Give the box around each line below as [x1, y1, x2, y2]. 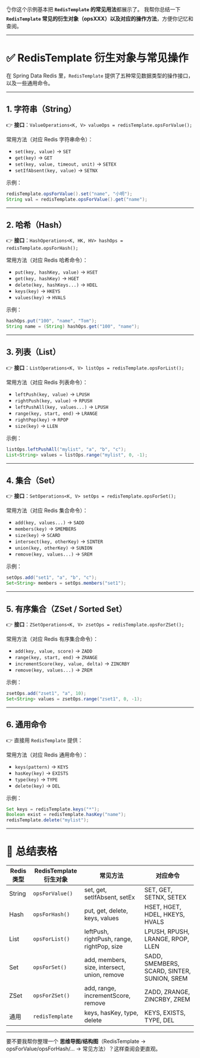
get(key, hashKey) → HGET [14, 275, 79, 282]
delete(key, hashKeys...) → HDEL [14, 281, 98, 288]
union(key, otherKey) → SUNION [14, 544, 93, 551]
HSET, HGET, [144, 903, 182, 911]
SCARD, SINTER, [144, 967, 191, 975]
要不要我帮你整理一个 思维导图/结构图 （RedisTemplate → [6, 1038, 146, 1045]
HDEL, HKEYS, [144, 910, 185, 919]
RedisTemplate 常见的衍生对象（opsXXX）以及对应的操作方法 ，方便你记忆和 [6, 15, 193, 22]
